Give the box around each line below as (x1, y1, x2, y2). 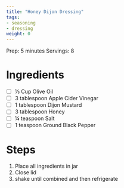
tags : (6, 14, 20, 20)
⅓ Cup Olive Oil (14, 88, 54, 95)
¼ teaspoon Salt (14, 115, 55, 122)
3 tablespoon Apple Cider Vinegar (14, 95, 99, 102)
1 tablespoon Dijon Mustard (14, 101, 82, 109)
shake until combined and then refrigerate (14, 175, 118, 183)
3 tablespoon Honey (14, 108, 65, 115)
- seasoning (6, 20, 36, 26)
